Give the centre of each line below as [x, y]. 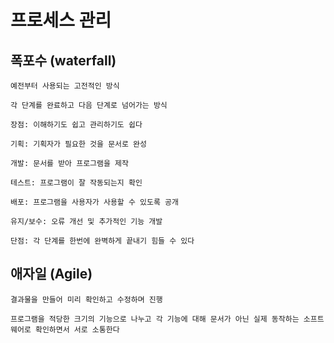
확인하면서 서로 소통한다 [77, 329]
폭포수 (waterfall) [63, 60]
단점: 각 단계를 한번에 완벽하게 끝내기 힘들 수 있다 [102, 241]
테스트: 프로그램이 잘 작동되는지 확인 [76, 183]
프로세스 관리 [61, 20]
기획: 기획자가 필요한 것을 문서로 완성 [78, 144]
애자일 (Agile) [51, 274]
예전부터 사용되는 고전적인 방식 [65, 86]
